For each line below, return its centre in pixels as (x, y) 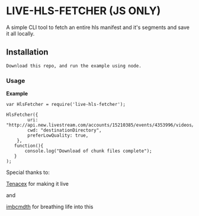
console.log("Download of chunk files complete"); (88, 151)
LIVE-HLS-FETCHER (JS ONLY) (84, 11)
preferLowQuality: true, (58, 136)
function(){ (29, 146)
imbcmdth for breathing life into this (50, 207)
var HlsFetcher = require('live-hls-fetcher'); (66, 105)
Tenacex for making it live (38, 184)
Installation (27, 52)
